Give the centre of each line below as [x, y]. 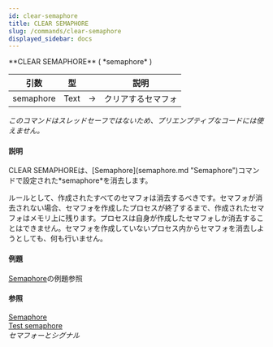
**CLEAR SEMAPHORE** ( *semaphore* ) [80, 62]
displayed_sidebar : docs [50, 39]
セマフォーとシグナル [44, 335]
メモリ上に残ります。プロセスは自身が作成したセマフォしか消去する [143, 218]
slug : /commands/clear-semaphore [65, 31]
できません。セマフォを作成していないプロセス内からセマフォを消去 [136, 228]
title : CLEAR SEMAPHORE [49, 24]
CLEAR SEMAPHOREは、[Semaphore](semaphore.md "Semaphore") [123, 171]
